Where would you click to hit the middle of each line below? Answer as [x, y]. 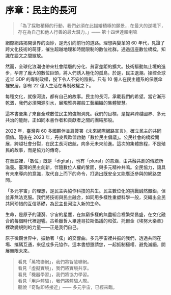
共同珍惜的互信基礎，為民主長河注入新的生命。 [54, 203]
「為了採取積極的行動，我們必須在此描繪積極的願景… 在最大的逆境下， [92, 26]
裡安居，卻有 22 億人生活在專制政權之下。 [49, 85]
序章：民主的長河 [41, 10]
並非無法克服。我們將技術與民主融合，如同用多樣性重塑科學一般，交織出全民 [85, 197]
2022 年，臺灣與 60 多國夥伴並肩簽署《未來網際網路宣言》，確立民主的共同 [83, 131]
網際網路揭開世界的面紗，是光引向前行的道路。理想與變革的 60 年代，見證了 [85, 43]
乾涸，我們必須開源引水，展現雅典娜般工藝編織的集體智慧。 [68, 103]
